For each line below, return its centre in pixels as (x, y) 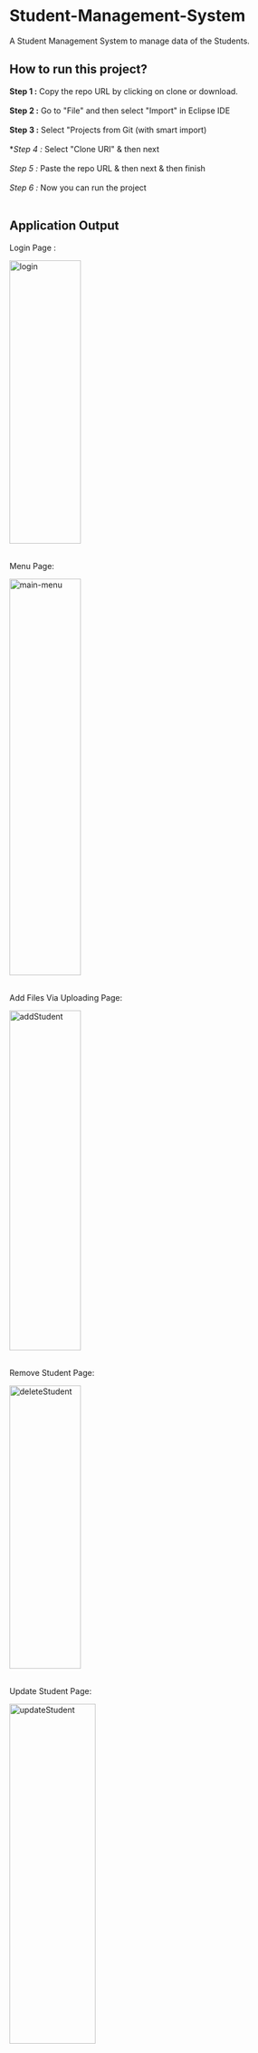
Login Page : (33, 247)
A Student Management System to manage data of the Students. (130, 41)
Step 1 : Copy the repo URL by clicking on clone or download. (124, 91)
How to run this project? (78, 69)
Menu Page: (32, 566)
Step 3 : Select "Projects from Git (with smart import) (108, 130)
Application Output (64, 226)
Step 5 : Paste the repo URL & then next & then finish (108, 168)
